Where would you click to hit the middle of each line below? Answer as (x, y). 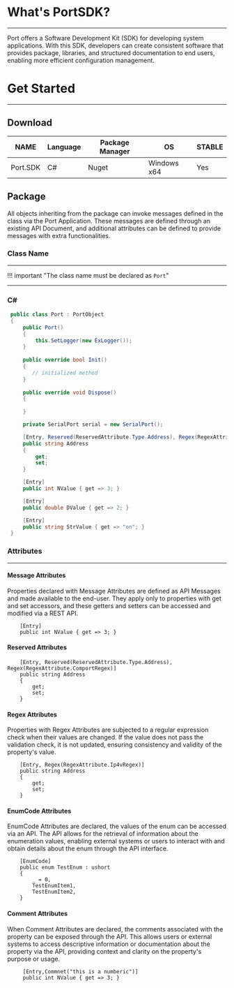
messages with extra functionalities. (59, 235)
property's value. (32, 752)
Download (30, 123)
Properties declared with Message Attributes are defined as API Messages (114, 591)
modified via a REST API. (43, 613)
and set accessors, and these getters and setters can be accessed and (109, 605)
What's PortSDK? (59, 12)
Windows (164, 163)
